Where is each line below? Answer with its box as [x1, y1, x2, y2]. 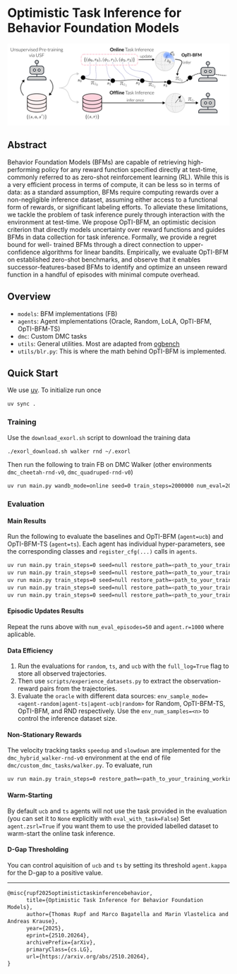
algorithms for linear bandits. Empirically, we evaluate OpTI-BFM [42, 248, 229, 256]
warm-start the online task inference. [7, 829, 115, 837]
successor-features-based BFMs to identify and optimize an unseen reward [7, 262, 228, 271]
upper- [183, 240, 204, 248]
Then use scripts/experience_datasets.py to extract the [17, 677, 182, 686]
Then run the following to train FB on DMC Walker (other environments [7, 461, 212, 469]
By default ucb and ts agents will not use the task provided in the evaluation [7, 806, 227, 815]
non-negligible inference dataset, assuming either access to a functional [7, 195, 218, 204]
